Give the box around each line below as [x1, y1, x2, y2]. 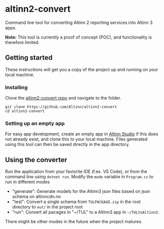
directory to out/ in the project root [12, 204, 83, 210]
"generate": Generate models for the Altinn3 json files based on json [12, 188, 150, 194]
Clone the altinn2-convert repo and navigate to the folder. [5, 95, 121, 101]
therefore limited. [5, 39, 40, 45]
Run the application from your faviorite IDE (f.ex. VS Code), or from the [5, 168, 148, 174]
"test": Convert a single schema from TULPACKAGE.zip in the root [12, 199, 141, 205]
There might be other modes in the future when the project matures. [5, 219, 143, 225]
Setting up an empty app [5, 120, 65, 126]
